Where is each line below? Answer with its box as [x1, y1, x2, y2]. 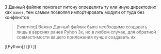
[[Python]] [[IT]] [4, 44, 37, 49]
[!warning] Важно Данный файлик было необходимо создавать [16, 24, 147, 30]
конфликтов [4, 15, 30, 20]
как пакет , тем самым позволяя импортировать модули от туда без [4, 9, 145, 15]
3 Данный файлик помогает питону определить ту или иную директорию [4, 4, 157, 10]
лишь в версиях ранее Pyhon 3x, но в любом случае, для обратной [16, 29, 156, 35]
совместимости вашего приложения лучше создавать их [16, 34, 136, 40]
